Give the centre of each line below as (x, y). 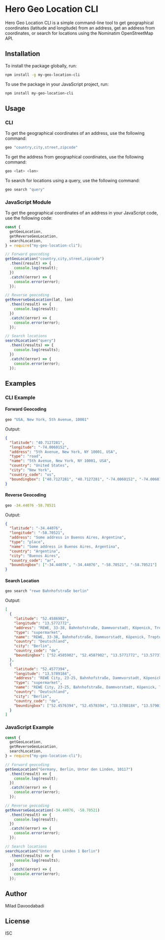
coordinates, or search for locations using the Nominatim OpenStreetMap (79, 33)
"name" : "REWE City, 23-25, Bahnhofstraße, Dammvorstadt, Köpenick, (85, 688)
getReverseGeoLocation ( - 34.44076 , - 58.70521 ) (52, 810)
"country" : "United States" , (39, 466)
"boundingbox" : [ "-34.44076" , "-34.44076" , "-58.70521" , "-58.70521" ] (83, 565)
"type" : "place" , (27, 542)
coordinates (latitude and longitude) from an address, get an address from (80, 28)
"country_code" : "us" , (33, 474)
